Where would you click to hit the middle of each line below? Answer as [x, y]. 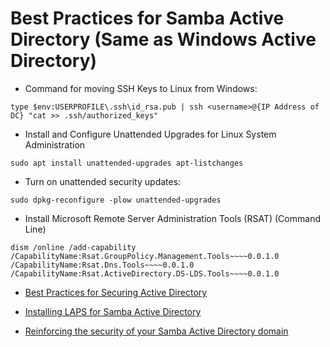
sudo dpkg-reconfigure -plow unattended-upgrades [116, 200]
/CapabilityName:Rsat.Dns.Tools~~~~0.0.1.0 [102, 265]
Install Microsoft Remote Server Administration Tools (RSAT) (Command [172, 218]
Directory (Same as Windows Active [163, 39]
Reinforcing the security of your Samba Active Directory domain [156, 331]
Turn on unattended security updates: [103, 181]
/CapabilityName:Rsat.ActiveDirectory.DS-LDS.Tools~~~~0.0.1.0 [145, 273]
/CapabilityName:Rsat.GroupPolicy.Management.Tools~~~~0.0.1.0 [145, 256]
